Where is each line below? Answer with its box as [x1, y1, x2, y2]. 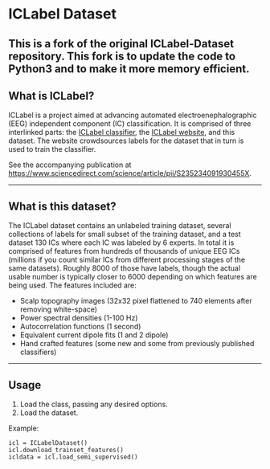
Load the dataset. [19, 408, 79, 418]
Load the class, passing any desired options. [19, 399, 169, 410]
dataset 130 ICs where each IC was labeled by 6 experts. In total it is [8, 238, 235, 247]
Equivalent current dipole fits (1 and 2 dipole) [19, 330, 169, 340]
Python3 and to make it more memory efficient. [8, 62, 250, 75]
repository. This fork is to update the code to [8, 49, 235, 63]
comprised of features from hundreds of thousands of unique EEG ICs [8, 247, 240, 256]
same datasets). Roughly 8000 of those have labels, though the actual [8, 263, 241, 273]
